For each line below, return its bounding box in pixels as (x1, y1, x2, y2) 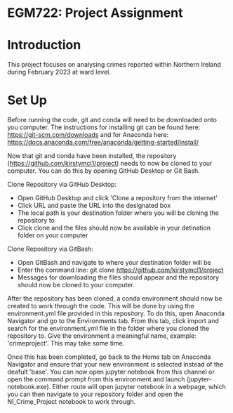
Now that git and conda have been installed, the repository (7, 152, 177, 160)
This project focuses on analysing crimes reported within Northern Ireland (7, 60, 221, 69)
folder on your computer (17, 231, 88, 240)
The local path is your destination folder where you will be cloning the (17, 209, 219, 217)
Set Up (7, 93, 48, 108)
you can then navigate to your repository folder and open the (7, 390, 184, 398)
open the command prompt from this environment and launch (7, 375, 185, 383)
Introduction (7, 37, 81, 53)
